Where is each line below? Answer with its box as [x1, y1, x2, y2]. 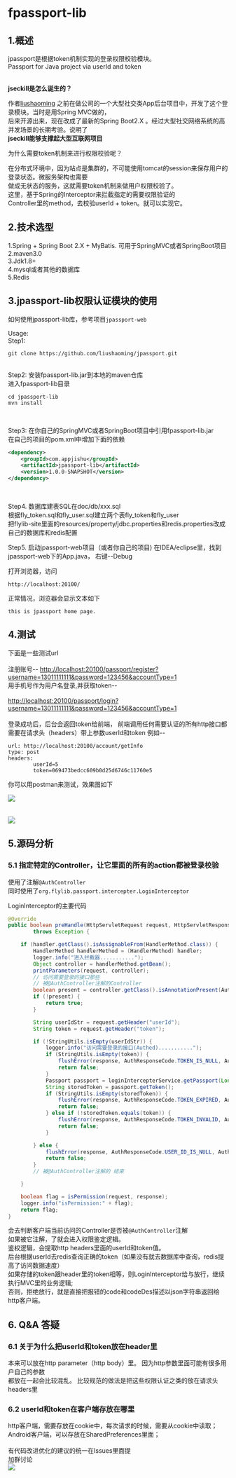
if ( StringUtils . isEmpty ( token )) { [45, 1051, 150, 1058]
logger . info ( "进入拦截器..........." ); [33, 954, 144, 961]
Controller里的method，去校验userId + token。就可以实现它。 [8, 199, 186, 207]
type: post [8, 748, 40, 755]
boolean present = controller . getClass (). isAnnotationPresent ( [33, 987, 221, 994]
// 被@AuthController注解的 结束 [33, 1168, 125, 1175]
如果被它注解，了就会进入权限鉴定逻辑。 [8, 1235, 125, 1243]
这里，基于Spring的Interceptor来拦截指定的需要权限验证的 [8, 191, 176, 198]
